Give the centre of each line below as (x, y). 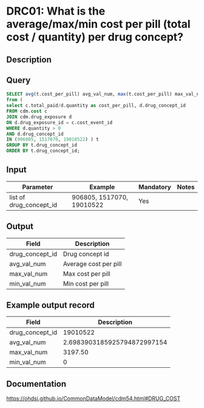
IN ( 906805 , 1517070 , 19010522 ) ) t (53, 139)
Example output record (51, 305)
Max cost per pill (87, 273)
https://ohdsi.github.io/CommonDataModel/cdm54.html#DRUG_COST (93, 399)
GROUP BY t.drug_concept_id (42, 145)
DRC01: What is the (56, 11)
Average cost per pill (92, 264)
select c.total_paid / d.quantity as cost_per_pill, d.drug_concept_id (96, 106)
